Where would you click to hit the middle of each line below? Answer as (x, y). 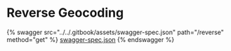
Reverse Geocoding (65, 13)
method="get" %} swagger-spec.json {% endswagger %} (91, 39)
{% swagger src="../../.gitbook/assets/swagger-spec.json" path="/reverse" (115, 32)
